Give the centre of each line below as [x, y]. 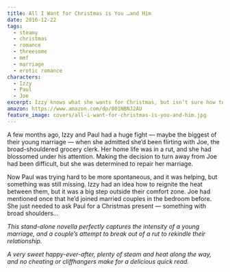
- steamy [26, 32]
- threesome [30, 52]
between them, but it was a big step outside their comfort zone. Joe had [109, 191]
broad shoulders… [33, 213]
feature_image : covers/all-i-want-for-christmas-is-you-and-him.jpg [107, 115]
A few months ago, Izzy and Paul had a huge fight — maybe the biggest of [112, 135]
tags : [15, 26]
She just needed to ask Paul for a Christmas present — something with [107, 206]
